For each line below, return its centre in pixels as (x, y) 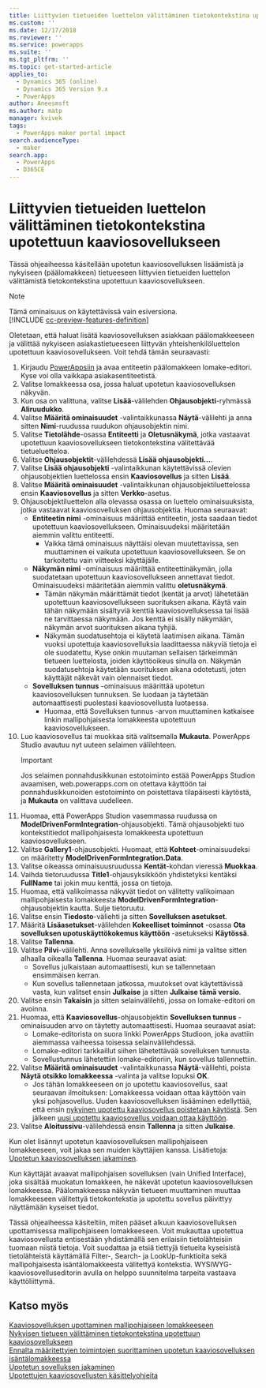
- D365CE (30, 170)
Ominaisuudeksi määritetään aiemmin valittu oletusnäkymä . (130, 585)
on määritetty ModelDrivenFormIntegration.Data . (102, 857)
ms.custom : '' (32, 23)
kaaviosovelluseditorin (45, 1273)
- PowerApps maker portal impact (71, 133)
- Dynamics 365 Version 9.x (62, 89)
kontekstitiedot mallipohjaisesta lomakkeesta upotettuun (112, 832)
